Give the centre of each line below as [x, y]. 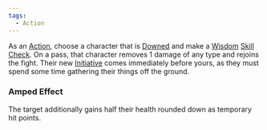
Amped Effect [36, 92]
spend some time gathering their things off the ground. [99, 71]
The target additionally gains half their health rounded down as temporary [130, 109]
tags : [17, 16]
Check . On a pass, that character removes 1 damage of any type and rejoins [133, 54]
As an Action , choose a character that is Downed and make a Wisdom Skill [131, 45]
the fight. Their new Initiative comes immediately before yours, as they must [133, 63]
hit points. [25, 117]
